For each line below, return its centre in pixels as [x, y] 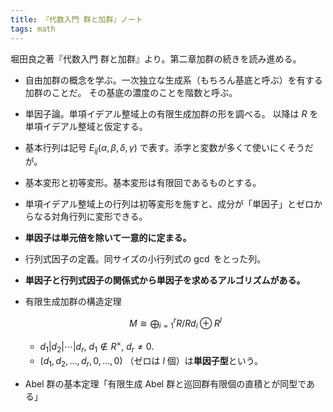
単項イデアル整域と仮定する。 [86, 126]
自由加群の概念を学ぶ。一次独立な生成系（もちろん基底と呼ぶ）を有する [173, 80]
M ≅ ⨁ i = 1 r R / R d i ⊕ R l [175, 323]
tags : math [33, 29]
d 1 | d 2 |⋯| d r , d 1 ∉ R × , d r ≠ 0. [97, 347]
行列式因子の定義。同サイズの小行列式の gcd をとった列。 [145, 259]
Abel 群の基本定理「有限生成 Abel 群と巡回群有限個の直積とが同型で [165, 384]
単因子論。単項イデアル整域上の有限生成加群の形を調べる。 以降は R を [171, 113]
